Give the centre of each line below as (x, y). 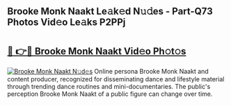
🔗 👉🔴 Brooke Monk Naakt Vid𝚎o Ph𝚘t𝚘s (97, 51)
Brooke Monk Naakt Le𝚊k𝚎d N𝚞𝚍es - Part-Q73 (110, 11)
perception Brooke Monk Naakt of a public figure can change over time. (110, 94)
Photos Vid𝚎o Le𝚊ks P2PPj (66, 23)
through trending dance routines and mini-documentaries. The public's (109, 87)
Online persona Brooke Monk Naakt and (151, 71)
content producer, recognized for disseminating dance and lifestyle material (116, 79)
